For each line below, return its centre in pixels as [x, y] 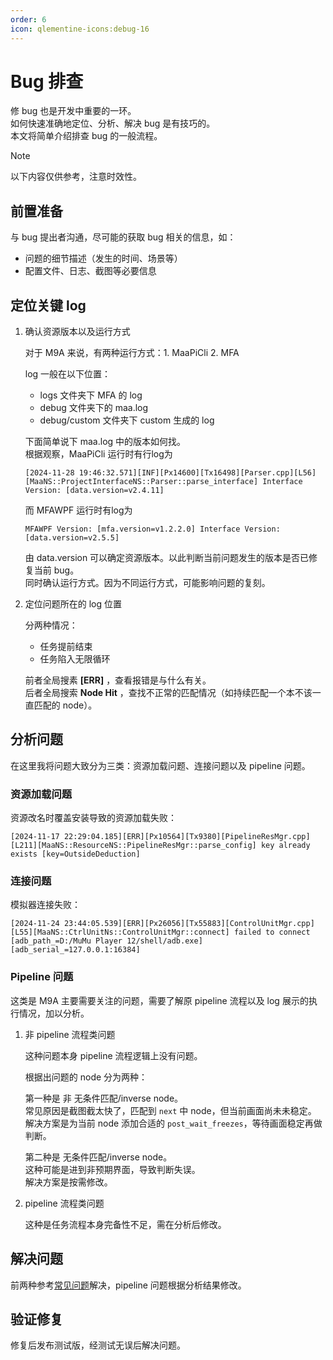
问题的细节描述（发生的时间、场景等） [103, 258]
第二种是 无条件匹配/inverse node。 [98, 1157]
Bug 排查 [47, 81]
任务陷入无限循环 [75, 659]
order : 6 [28, 19]
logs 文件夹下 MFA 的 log [91, 395]
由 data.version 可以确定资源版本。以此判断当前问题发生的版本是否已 [167, 558]
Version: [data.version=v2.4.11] [94, 491]
